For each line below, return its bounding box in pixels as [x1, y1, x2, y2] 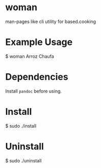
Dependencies [5, 71, 68, 83]
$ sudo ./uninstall [5, 157, 42, 163]
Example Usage [5, 36, 73, 48]
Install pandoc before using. [5, 88, 62, 94]
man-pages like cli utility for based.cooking [5, 18, 96, 25]
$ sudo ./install [5, 123, 37, 129]
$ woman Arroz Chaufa [5, 53, 55, 59]
